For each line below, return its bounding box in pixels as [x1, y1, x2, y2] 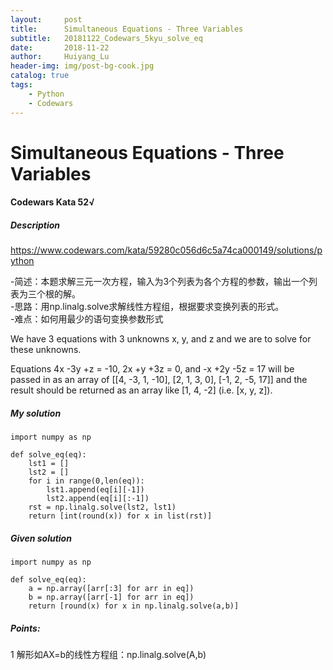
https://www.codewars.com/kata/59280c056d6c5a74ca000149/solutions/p [10, 244, 323, 256]
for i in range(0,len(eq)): [28, 476, 145, 486]
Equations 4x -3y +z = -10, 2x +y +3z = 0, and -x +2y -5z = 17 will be [10, 363, 295, 375]
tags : [10, 80, 33, 90]
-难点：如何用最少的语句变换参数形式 [10, 313, 164, 325]
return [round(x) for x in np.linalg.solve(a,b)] [28, 601, 240, 611]
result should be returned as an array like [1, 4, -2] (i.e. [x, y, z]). [10, 384, 273, 396]
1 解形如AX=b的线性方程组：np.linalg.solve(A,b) [10, 649, 207, 661]
